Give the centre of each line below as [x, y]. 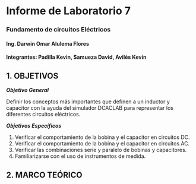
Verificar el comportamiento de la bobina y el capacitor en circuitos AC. [102, 144]
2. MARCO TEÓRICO [44, 175]
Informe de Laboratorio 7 [68, 11]
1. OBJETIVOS [32, 76]
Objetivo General [28, 90]
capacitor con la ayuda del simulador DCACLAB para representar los [90, 108]
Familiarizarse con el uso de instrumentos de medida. [80, 156]
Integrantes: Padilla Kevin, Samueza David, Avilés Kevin [76, 57]
